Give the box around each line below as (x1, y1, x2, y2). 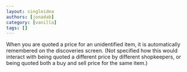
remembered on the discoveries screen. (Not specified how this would (6, 47, 178, 54)
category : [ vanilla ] (6, 19, 57, 25)
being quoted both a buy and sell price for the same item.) (6, 60, 148, 67)
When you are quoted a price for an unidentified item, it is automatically (6, 41, 180, 48)
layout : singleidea (6, 8, 54, 15)
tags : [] (6, 25, 28, 31)
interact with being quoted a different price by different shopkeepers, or (6, 53, 182, 60)
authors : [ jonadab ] (6, 14, 54, 20)
